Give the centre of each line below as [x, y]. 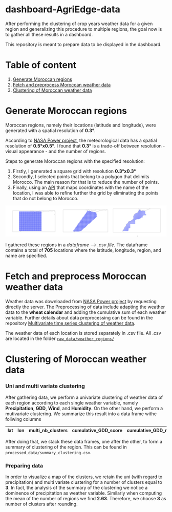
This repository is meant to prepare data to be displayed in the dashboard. [84, 44]
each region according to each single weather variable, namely [72, 402]
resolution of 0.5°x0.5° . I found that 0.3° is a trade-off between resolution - [85, 146]
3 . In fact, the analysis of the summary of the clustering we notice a [77, 487]
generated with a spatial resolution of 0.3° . [50, 130]
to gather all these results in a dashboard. [49, 34]
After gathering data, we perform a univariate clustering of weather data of [84, 397]
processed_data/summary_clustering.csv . [48, 452]
